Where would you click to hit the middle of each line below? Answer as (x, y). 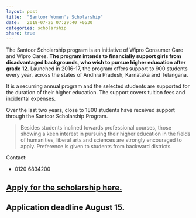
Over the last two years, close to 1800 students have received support (91, 110)
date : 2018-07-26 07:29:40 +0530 (49, 22)
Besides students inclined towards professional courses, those (96, 128)
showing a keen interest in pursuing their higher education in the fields (105, 134)
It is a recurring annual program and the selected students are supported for (98, 86)
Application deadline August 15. (66, 207)
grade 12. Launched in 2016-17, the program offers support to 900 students (97, 69)
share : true (20, 33)
